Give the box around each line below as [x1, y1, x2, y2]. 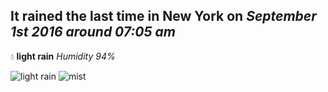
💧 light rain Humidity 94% [10, 50, 116, 62]
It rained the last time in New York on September [10, 8, 317, 25]
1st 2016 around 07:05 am [10, 24, 176, 41]
